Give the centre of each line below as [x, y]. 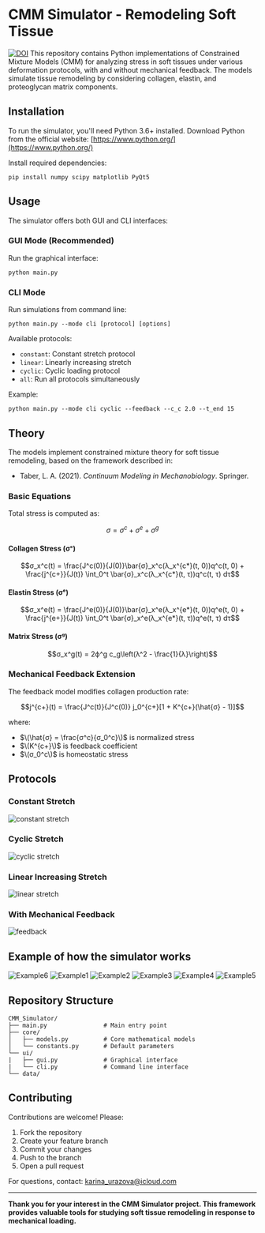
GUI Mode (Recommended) [61, 241]
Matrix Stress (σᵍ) [38, 636]
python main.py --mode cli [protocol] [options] [90, 324]
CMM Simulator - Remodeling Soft [122, 15]
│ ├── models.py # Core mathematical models [102, 1039]
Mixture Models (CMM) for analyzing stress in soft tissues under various [125, 62]
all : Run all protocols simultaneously [80, 379]
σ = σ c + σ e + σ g [132, 529]
